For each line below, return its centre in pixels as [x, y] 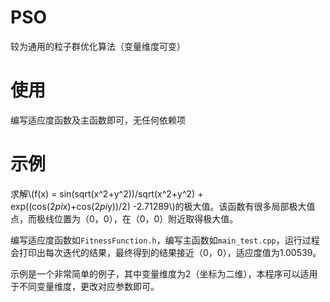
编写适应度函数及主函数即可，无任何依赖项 [98, 120]
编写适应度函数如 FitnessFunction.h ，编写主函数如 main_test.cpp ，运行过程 [165, 240]
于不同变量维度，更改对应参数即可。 [85, 286]
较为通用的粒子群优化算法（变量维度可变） [98, 46]
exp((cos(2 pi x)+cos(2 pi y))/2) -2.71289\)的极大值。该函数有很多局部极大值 [163, 206]
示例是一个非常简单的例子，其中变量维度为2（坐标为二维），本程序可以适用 [164, 273]
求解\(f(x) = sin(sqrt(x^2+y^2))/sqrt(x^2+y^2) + [107, 193]
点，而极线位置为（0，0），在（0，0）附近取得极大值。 [124, 218]
